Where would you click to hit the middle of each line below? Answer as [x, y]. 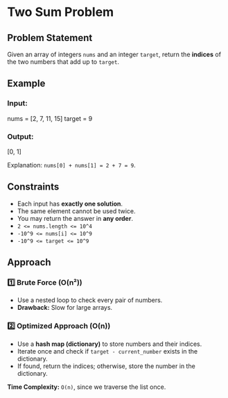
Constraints [33, 187]
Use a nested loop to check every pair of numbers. [90, 300]
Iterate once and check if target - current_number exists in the [107, 351]
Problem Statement [50, 38]
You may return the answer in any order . [75, 218]
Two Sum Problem [61, 12]
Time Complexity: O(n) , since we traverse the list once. [87, 387]
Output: [20, 136]
